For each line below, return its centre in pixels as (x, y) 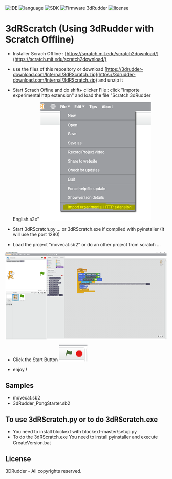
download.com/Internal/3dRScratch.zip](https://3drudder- (74, 74)
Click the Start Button (35, 360)
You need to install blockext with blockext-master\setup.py (75, 432)
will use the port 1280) (36, 234)
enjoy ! (20, 369)
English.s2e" (26, 219)
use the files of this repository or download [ (59, 69)
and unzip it (111, 80)
